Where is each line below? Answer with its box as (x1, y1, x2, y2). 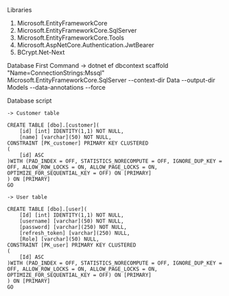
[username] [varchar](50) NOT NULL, (19, 218, 125, 225)
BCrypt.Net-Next (16, 48, 65, 56)
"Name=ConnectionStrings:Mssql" (7, 69, 105, 77)
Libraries (7, 6, 32, 14)
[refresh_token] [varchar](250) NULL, (19, 230, 130, 236)
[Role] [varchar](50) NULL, (19, 236, 99, 243)
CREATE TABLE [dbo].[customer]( (7, 122, 99, 129)
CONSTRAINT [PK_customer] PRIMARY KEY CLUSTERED (7, 140, 149, 147)
